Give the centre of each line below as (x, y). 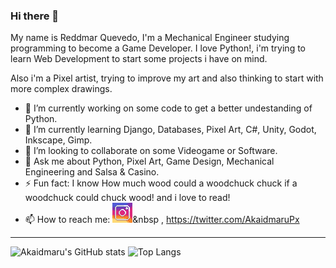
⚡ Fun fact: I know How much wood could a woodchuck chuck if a (161, 183)
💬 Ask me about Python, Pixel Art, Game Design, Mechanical (149, 161)
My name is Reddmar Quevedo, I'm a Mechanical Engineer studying (150, 38)
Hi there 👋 (35, 16)
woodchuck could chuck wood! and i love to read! (127, 198)
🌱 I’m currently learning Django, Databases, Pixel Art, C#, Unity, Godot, (170, 130)
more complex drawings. (61, 89)
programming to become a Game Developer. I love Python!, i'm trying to (158, 48)
